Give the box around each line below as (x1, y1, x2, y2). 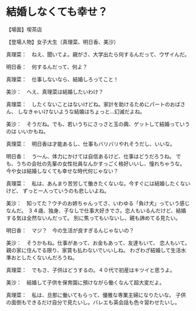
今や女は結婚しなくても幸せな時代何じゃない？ (6, 167, 119, 174)
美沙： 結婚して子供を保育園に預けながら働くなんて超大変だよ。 (6, 279, 165, 286)
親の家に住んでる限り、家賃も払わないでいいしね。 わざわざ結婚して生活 (6, 246, 181, 253)
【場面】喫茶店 (6, 26, 42, 33)
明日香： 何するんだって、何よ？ (6, 63, 88, 70)
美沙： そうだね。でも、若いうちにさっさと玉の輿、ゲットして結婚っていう (6, 120, 190, 127)
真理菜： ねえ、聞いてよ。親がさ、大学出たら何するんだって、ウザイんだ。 (6, 50, 190, 58)
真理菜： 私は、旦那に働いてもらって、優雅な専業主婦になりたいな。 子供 (6, 291, 186, 298)
